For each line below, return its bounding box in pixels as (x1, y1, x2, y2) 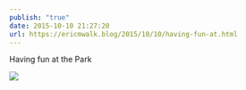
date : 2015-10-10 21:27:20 (9, 21, 110, 30)
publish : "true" (9, 12, 70, 22)
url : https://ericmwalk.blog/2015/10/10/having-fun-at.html (9, 29, 239, 38)
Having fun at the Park (9, 54, 92, 65)
